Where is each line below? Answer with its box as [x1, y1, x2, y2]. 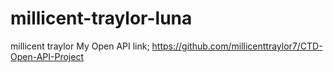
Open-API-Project [10, 50, 84, 62]
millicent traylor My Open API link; [10, 40, 150, 52]
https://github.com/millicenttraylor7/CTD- [151, 40, 323, 52]
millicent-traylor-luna [10, 7, 193, 30]
